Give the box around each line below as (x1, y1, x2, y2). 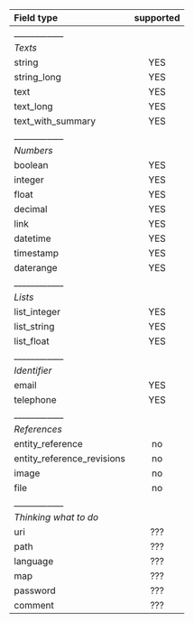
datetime (14, 232, 51, 245)
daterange (14, 262, 58, 274)
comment (14, 600, 54, 611)
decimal (14, 203, 48, 215)
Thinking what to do (14, 511, 99, 523)
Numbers (14, 144, 54, 156)
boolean (14, 159, 49, 171)
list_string (14, 321, 55, 332)
